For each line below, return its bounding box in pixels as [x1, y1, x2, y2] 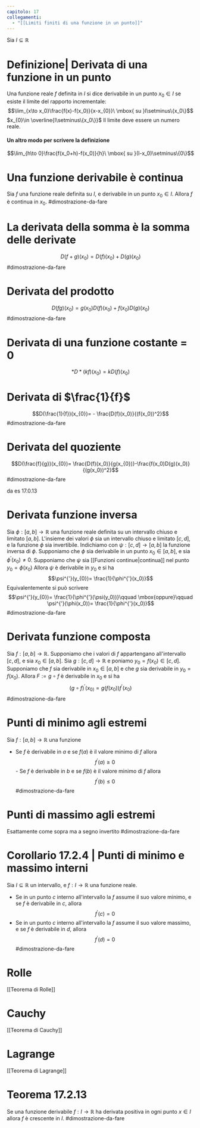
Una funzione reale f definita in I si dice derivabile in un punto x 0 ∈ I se [7, 90, 181, 99]
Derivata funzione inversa [7, 508, 137, 522]
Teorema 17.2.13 [7, 1088, 87, 1102]
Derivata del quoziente [7, 441, 121, 454]
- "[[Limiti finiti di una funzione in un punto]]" [12, 20, 143, 26]
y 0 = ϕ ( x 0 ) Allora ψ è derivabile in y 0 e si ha [7, 564, 114, 572]
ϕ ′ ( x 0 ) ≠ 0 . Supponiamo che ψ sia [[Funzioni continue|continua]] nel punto [7, 555, 189, 565]
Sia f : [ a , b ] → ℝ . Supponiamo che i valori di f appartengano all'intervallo [7, 650, 186, 657]
